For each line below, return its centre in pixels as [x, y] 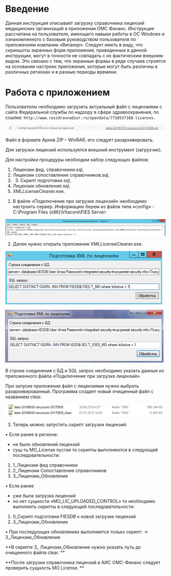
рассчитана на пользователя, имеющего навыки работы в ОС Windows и [85, 34]
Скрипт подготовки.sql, [46, 180]
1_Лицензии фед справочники [45, 465]
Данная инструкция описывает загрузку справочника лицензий [75, 23]
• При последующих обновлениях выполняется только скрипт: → [77, 532]
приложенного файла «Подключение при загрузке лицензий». [73, 376]
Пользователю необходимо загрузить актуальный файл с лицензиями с [84, 106]
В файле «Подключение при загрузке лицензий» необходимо [80, 201]
